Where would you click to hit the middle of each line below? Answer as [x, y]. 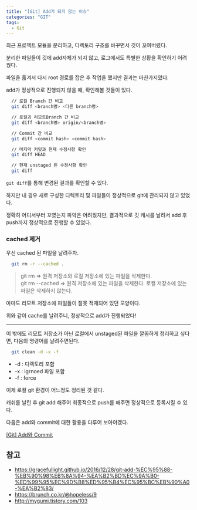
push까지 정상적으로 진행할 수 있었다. [49, 222]
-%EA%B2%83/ [34, 488]
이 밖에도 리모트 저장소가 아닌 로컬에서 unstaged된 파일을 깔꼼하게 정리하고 [92, 334]
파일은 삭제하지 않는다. [46, 291]
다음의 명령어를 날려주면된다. [47, 341]
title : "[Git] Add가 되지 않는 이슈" [48, 11]
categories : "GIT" [28, 17]
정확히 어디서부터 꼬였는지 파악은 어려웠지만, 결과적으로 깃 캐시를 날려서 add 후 [97, 215]
